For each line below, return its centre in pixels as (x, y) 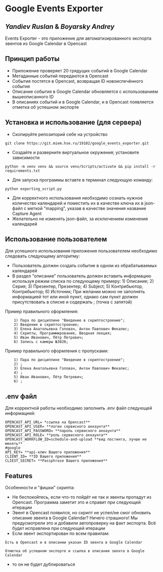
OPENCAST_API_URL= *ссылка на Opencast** (48, 422)
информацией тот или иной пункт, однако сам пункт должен (75, 297)
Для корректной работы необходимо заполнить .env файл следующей (79, 408)
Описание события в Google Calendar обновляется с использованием (85, 92)
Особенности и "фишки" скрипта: (40, 488)
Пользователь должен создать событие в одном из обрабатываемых (84, 266)
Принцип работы (32, 59)
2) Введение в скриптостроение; (46, 325)
